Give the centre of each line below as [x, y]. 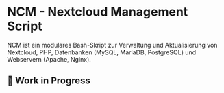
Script [25, 26]
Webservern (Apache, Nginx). [49, 59]
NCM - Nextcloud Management [98, 12]
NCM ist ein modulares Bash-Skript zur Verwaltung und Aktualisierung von [112, 45]
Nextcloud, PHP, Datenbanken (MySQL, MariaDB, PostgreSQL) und [102, 52]
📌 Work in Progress [49, 81]
